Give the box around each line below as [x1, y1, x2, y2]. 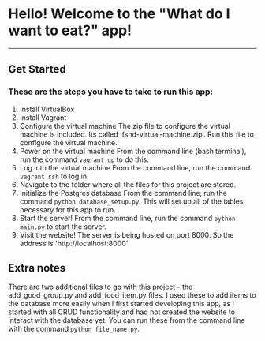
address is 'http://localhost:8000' [19, 238, 129, 248]
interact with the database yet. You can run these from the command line [8, 316, 245, 325]
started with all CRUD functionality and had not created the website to [8, 307, 235, 317]
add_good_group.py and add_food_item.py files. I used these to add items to [8, 290, 256, 300]
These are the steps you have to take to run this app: [8, 86, 214, 97]
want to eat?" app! [8, 21, 132, 39]
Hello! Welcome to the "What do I [8, 5, 230, 23]
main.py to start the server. [19, 222, 106, 231]
